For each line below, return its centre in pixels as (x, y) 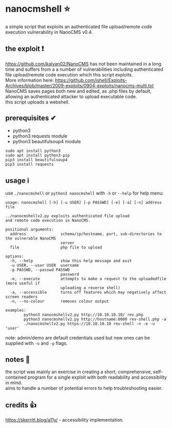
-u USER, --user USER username (45, 266)
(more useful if (23, 284)
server (67, 243)
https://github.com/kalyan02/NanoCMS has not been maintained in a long (83, 64)
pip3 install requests (30, 164)
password (70, 275)
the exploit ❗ (25, 49)
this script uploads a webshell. (37, 102)
